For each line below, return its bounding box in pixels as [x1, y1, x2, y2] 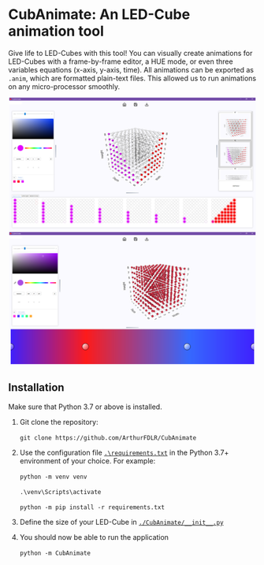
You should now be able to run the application [19, 532, 169, 541]
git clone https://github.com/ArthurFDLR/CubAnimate [19, 433, 197, 442]
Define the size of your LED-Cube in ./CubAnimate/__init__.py [19, 517, 224, 526]
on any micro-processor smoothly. [8, 81, 121, 91]
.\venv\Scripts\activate [19, 488, 102, 496]
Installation [8, 381, 65, 395]
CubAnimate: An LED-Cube [8, 6, 191, 24]
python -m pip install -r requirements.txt [19, 503, 165, 511]
